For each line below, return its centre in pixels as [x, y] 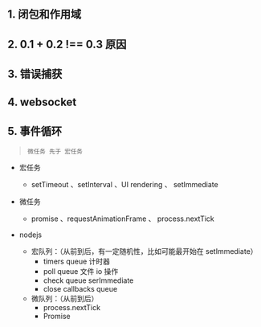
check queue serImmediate [88, 280]
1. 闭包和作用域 [45, 14]
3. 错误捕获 [35, 74]
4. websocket [42, 102]
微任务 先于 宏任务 [55, 152]
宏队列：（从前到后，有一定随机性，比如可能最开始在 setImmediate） [144, 251]
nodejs [30, 235]
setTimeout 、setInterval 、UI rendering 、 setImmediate [124, 185]
